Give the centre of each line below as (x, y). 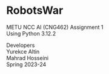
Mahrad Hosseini (28, 58)
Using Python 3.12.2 (31, 33)
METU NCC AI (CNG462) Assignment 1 (55, 27)
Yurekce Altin (23, 51)
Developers (21, 45)
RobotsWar (35, 11)
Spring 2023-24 (26, 64)
